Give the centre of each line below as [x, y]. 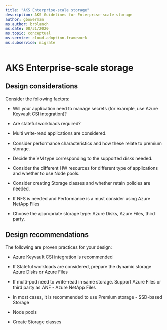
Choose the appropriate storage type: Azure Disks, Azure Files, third [84, 213]
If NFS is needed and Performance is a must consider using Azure [81, 198]
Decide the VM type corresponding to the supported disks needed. [82, 158]
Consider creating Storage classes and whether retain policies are [81, 183]
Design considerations [42, 86]
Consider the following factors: [37, 99]
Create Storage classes [37, 322]
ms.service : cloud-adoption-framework [46, 38]
